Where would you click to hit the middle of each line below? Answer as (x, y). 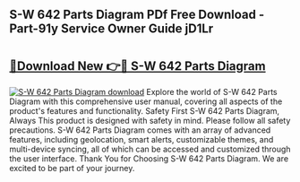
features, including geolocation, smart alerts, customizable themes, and (141, 139)
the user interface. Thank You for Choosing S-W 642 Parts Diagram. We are (149, 159)
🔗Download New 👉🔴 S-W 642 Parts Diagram (137, 66)
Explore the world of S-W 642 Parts (212, 92)
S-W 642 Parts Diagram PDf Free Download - (137, 15)
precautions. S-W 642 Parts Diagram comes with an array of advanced (140, 130)
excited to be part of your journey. (72, 168)
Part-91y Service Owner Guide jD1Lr (111, 29)
